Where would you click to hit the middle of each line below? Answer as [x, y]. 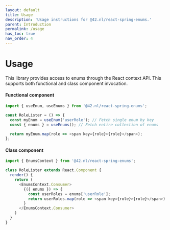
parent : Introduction [28, 24]
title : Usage [19, 15]
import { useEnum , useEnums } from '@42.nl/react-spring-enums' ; [76, 106]
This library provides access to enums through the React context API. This [83, 78]
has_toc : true [20, 34]
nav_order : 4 [19, 39]
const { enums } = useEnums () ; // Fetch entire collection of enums [84, 125]
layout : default [22, 10]
